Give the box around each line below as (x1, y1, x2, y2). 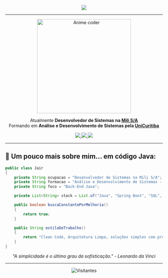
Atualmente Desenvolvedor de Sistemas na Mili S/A (29, 117, 138, 123)
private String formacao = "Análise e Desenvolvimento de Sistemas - (14, 180, 162, 185)
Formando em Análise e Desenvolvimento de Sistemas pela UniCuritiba (8, 123, 159, 128)
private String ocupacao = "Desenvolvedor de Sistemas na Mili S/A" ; (14, 175, 162, 180)
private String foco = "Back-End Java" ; (14, 184, 99, 189)
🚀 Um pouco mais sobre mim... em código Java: (5, 152, 156, 161)
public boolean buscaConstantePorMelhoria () (14, 202, 108, 208)
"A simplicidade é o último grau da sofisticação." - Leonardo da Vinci (12, 253, 156, 259)
